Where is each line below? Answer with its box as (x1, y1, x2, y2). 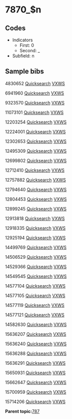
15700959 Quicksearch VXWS (5, 389, 67, 395)
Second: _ (19, 48, 40, 53)
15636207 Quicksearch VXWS (5, 331, 67, 337)
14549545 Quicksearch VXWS (5, 273, 67, 279)
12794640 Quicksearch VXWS (5, 186, 67, 193)
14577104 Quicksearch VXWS (5, 283, 66, 289)
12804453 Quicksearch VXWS (5, 196, 67, 202)
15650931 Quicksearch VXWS (5, 370, 66, 376)
